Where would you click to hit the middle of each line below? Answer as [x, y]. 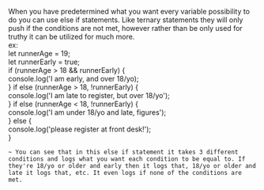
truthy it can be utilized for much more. [72, 36]
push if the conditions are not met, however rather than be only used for [125, 28]
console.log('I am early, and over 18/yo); [74, 79]
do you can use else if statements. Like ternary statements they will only [126, 20]
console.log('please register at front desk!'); [80, 129]
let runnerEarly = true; [44, 62]
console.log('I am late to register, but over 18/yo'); [89, 95]
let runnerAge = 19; [40, 53]
